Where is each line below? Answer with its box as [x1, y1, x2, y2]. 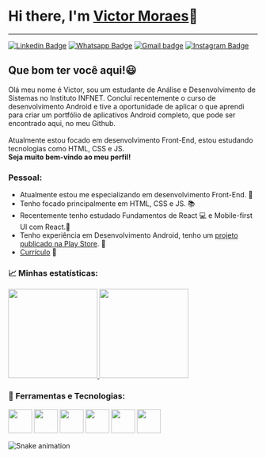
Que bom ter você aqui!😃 [8, 63, 137, 78]
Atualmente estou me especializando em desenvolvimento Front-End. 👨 [19, 190, 253, 200]
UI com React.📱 [19, 222, 71, 232]
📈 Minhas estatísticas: [8, 267, 99, 278]
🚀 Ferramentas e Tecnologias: [8, 391, 125, 402]
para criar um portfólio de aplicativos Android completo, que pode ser [8, 110, 236, 120]
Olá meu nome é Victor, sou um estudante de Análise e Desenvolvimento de [8, 85, 256, 94]
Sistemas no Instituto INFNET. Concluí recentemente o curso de [8, 93, 216, 102]
